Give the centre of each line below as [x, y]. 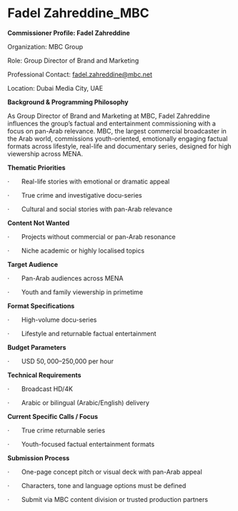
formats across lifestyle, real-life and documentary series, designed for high [119, 146]
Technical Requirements [44, 375]
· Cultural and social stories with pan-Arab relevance [90, 209]
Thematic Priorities [36, 167]
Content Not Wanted [39, 223]
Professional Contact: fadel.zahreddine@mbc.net [80, 74]
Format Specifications [41, 305]
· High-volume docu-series [52, 320]
